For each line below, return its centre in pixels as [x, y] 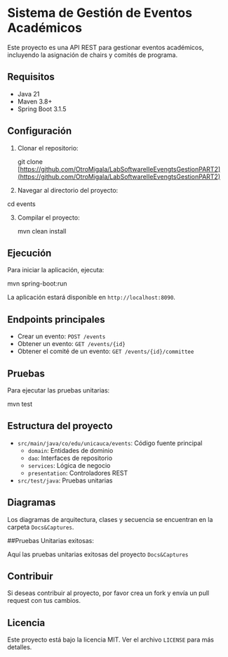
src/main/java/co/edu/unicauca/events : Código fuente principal [110, 443]
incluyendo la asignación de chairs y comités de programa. [92, 55]
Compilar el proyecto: [48, 217]
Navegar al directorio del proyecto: [68, 190]
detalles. [20, 647]
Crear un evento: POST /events [61, 336]
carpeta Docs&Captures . [41, 527]
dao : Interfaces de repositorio [70, 458]
